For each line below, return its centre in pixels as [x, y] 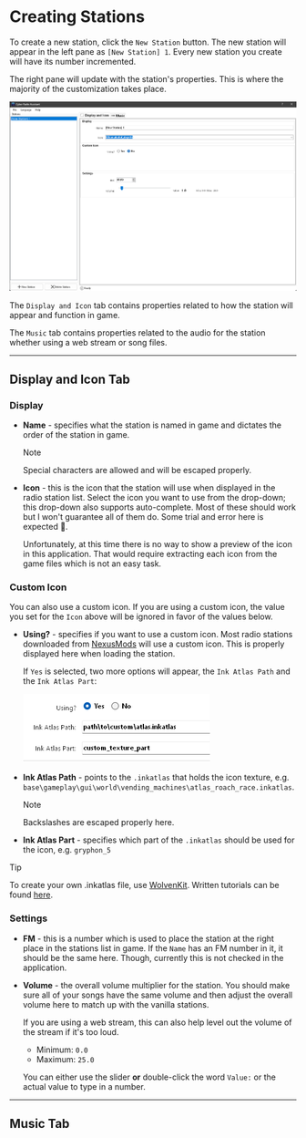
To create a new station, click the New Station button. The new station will [148, 42]
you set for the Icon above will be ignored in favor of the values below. [141, 616]
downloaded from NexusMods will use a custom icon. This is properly [153, 644]
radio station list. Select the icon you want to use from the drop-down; [154, 498]
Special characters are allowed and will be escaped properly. [137, 471]
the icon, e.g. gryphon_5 [66, 850]
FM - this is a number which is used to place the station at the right [148, 938]
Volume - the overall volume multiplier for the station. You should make [156, 985]
